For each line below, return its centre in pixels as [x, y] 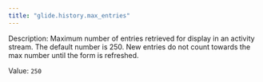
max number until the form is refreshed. [74, 55]
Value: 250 [25, 70]
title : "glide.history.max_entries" [69, 16]
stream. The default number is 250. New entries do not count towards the [130, 47]
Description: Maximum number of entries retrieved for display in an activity [131, 38]
